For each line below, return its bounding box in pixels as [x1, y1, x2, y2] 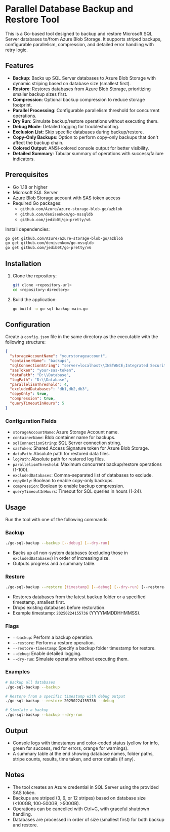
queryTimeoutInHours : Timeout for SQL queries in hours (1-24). [12, 488, 143, 494]
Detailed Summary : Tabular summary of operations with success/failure [12, 150, 164, 156]
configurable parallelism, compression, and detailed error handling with [5, 41, 154, 47]
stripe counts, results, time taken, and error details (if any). [12, 756, 135, 762]
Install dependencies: [5, 226, 50, 232]
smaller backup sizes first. [12, 91, 68, 97]
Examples [5, 668, 30, 675]
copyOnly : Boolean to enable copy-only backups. [12, 478, 114, 484]
